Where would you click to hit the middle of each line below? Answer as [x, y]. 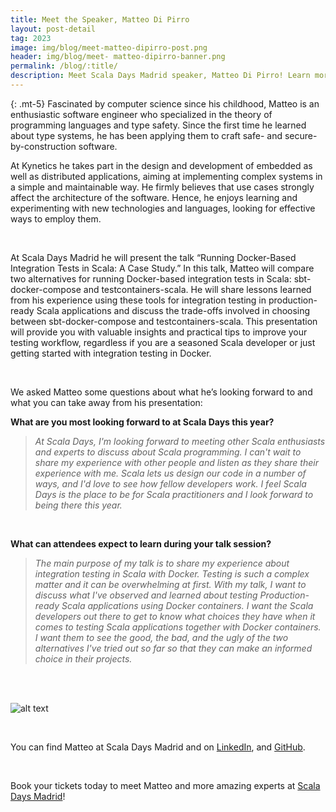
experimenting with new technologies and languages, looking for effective [163, 208]
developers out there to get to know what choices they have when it [175, 616]
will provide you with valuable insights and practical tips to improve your [159, 332]
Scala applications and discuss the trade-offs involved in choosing [173, 310]
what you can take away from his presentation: [106, 402]
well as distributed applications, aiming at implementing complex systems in [166, 176]
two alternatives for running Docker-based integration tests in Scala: [151, 278]
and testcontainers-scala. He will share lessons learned [197, 289]
